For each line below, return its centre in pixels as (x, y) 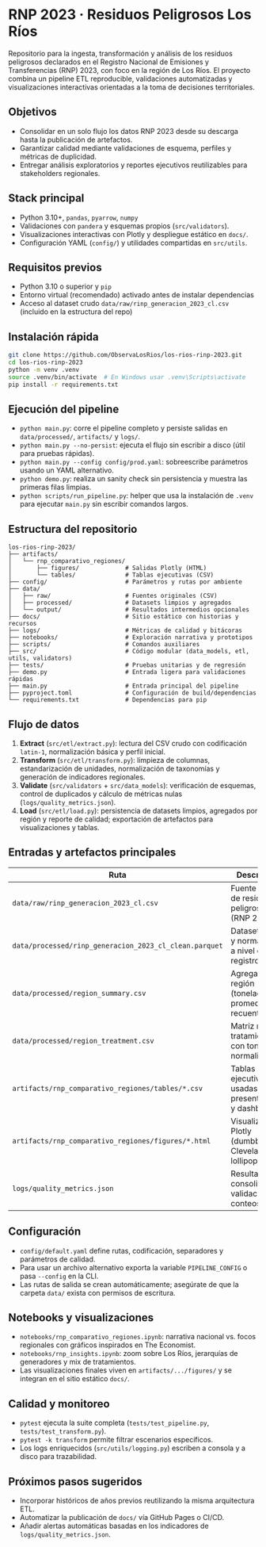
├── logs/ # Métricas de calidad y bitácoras (125, 631)
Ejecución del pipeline (64, 409)
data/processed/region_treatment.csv (83, 1041)
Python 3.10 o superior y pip (66, 286)
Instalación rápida (53, 337)
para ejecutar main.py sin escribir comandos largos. (104, 504)
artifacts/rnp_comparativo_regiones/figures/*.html (112, 1141)
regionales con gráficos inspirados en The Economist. (108, 1345)
